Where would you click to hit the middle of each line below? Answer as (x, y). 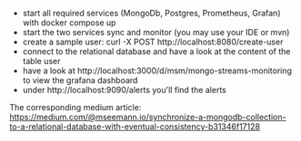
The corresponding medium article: (75, 107)
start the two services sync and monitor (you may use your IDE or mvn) (156, 32)
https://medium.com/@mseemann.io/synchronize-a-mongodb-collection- (148, 117)
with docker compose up (69, 23)
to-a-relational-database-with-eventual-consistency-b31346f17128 (135, 127)
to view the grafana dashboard (80, 80)
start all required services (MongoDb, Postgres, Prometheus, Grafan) (151, 13)
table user (41, 61)
